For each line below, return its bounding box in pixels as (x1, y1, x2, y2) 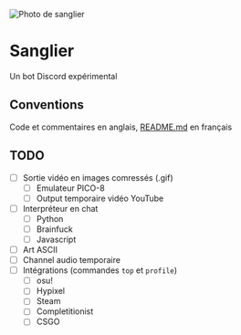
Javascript (36, 234, 77, 245)
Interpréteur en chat (22, 203, 99, 214)
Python (36, 213, 64, 224)
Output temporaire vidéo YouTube (36, 193, 164, 204)
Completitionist (36, 306, 94, 317)
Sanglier (9, 41, 75, 61)
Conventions (9, 97, 85, 113)
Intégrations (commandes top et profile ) (22, 265, 178, 276)
